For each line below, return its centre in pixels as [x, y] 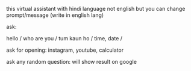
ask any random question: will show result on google [72, 62]
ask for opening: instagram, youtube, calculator [65, 50]
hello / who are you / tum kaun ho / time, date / [64, 38]
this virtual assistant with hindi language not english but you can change [96, 9]
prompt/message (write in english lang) [55, 15]
